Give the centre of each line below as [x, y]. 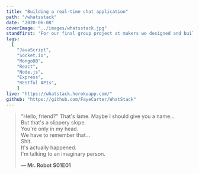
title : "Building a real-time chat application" [67, 12]
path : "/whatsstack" [32, 17]
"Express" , [30, 77]
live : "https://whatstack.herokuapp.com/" [59, 94]
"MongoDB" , [30, 61]
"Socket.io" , [33, 55]
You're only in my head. [49, 129]
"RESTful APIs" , [37, 83]
